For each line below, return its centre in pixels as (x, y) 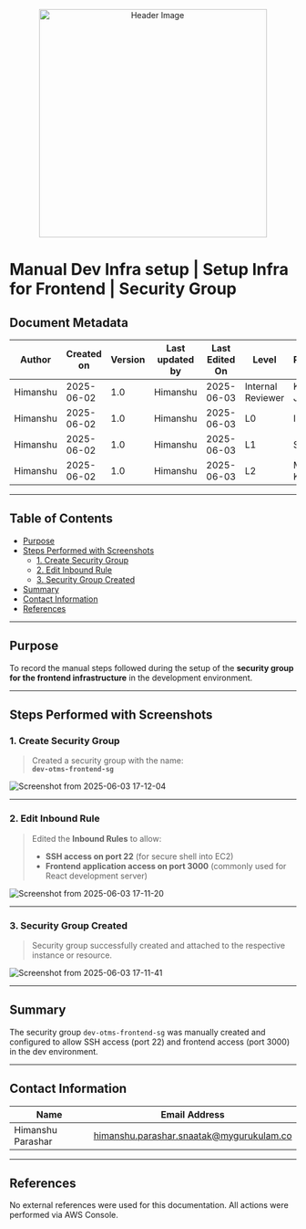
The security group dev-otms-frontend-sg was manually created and (138, 1032)
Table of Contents (61, 519)
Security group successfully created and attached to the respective (158, 945)
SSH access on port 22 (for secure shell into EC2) (139, 856)
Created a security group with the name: (107, 761)
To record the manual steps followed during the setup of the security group (152, 667)
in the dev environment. (54, 1051)
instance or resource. (71, 955)
